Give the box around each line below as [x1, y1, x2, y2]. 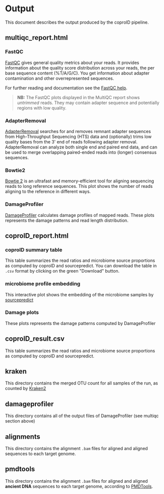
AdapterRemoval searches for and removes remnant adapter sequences [5, 128, 151, 134]
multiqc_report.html [5, 34, 68, 42]
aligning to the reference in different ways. [5, 188, 91, 195]
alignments [5, 432, 40, 441]
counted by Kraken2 [5, 386, 47, 391]
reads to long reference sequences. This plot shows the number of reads [5, 183, 153, 189]
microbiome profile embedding [5, 281, 81, 287]
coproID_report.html [5, 231, 69, 240]
